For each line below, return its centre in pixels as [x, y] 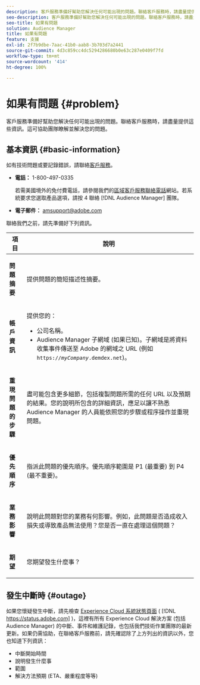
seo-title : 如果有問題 [32, 23]
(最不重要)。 [44, 476]
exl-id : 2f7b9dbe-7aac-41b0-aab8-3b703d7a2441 [65, 45]
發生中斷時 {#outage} [46, 595]
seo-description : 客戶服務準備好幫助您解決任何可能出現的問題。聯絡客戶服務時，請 [98, 17]
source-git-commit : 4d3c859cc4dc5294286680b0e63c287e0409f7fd [85, 51]
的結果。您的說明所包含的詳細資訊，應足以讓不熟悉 [98, 403]
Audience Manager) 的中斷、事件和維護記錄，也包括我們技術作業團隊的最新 [99, 626]
